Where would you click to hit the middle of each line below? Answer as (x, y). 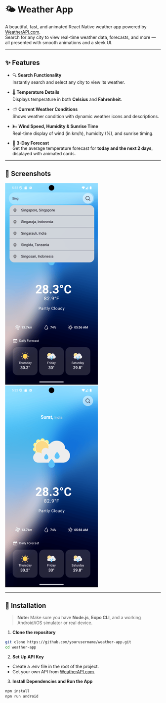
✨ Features (22, 63)
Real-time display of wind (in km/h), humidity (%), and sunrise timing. (83, 133)
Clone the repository (34, 633)
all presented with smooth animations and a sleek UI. (59, 42)
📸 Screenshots (28, 174)
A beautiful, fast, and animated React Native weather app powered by (76, 27)
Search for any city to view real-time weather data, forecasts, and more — (81, 37)
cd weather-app (21, 647)
